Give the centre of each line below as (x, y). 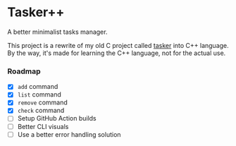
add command (38, 87)
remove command (43, 102)
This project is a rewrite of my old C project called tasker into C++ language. (118, 45)
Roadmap (24, 71)
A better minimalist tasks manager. (57, 32)
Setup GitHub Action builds (57, 118)
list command (39, 95)
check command (41, 111)
